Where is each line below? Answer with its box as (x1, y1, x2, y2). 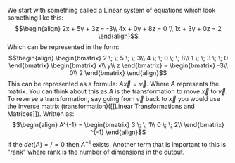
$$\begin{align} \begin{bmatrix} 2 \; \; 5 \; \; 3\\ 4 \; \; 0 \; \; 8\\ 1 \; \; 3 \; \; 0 (8, 54, 229, 62)
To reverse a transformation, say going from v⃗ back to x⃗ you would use (7, 95, 220, 103)
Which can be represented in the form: (7, 43, 120, 51)
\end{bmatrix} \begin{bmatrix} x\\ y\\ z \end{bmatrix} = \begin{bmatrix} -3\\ (8, 61, 228, 70)
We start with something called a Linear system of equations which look (7, 6, 216, 14)
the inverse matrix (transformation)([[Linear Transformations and (7, 102, 195, 110)
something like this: (7, 13, 64, 22)
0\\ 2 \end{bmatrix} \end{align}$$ (69, 69, 167, 77)
